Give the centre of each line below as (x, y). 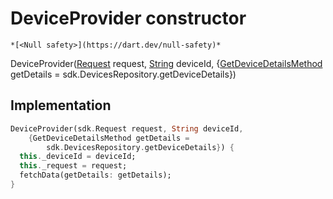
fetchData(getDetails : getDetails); (95, 175)
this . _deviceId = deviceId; (78, 157)
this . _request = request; (73, 166)
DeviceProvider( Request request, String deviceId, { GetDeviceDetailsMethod (166, 63)
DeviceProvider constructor (128, 18)
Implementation (61, 105)
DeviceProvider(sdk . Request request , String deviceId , (127, 128)
